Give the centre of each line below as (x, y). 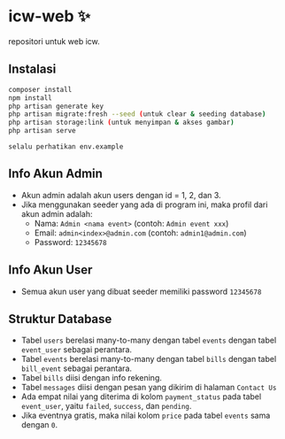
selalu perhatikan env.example (66, 147)
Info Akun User (50, 270)
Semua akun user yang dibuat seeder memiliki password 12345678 (141, 291)
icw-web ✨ (50, 16)
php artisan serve (42, 131)
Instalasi (32, 69)
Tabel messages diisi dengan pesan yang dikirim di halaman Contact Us (149, 388)
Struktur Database (60, 319)
